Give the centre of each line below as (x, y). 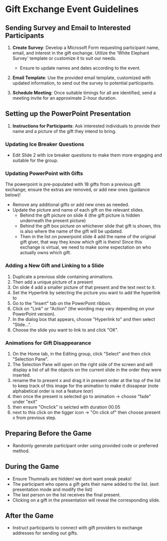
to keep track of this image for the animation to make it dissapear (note (85, 386)
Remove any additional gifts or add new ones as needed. (71, 205)
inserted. (21, 375)
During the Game (32, 467)
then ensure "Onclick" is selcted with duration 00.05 (66, 407)
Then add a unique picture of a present (53, 282)
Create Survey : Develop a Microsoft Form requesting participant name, (86, 48)
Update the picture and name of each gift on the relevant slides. (78, 210)
